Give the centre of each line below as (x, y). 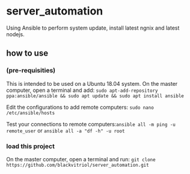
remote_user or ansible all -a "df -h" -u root (66, 130)
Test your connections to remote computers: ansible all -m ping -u (91, 124)
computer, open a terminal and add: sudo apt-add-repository (82, 90)
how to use (27, 53)
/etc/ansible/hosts (31, 113)
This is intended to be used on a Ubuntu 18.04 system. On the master (92, 83)
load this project (31, 146)
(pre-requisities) (31, 71)
